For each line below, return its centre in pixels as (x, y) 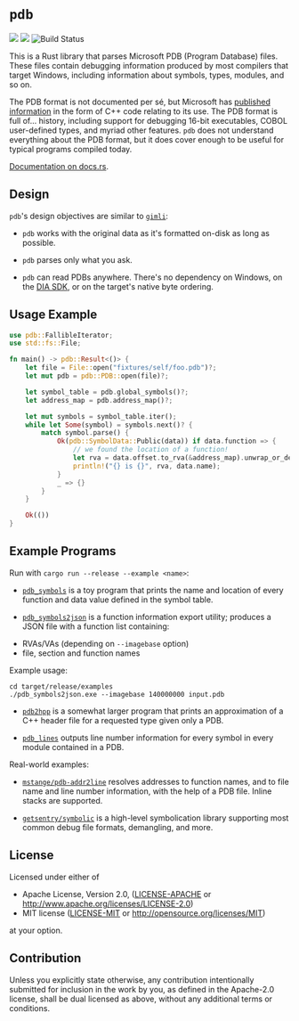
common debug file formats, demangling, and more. (117, 827)
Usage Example (53, 315)
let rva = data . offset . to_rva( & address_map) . (158, 458)
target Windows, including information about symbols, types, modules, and (147, 75)
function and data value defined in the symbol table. (117, 600)
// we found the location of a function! (150, 450)
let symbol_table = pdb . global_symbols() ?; (107, 392)
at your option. (36, 930)
